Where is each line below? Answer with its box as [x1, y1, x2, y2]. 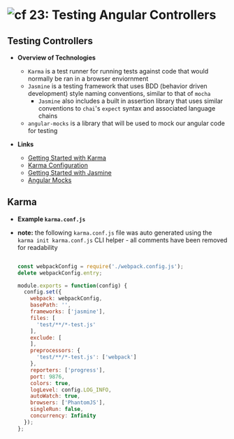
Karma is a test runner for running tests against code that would [27, 67, 209, 75]
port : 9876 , [30, 373, 65, 380]
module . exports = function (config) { [17, 282, 128, 289]
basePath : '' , [30, 302, 71, 309]
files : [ [30, 314, 56, 321]
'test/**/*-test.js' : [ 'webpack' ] [36, 354, 137, 361]
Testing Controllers [7, 35, 93, 47]
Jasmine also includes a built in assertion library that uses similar [38, 97, 224, 105]
